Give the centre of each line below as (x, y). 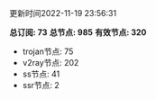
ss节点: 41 (41, 74)
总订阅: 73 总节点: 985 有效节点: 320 (78, 32)
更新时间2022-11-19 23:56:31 (63, 13)
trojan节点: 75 (48, 51)
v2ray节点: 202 (50, 63)
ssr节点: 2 (41, 85)
